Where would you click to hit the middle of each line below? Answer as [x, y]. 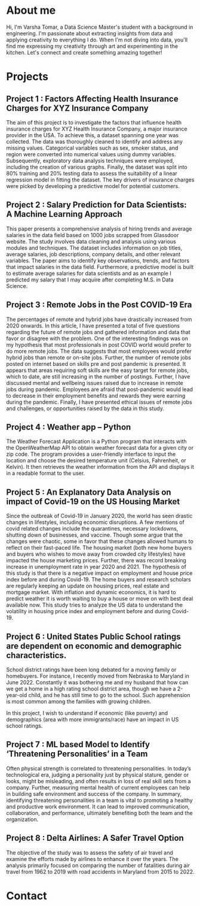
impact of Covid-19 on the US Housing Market [93, 502]
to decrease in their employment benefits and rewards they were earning [96, 395]
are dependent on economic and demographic [94, 646]
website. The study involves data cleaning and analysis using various [91, 241]
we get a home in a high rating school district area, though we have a [91, 689]
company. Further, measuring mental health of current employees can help [98, 787]
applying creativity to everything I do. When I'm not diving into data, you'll [97, 40]
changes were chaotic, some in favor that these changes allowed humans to [100, 541]
